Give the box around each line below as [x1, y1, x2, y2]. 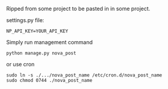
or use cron [6, 61, 35, 67]
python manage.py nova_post [6, 50, 77, 56]
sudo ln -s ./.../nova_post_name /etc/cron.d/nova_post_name [6, 72, 163, 78]
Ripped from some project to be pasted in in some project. [6, 5, 151, 12]
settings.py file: [6, 17, 44, 23]
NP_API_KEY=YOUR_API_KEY [6, 28, 68, 34]
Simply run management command [6, 39, 93, 45]
